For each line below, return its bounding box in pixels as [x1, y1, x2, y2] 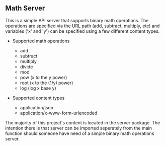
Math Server [5, 4, 45, 13]
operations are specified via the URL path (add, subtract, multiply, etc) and [5, 23, 160, 29]
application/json [20, 104, 54, 110]
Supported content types [12, 95, 65, 101]
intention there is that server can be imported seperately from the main [5, 125, 152, 131]
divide [20, 63, 33, 69]
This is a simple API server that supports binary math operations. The [5, 17, 149, 23]
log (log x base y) [20, 85, 56, 91]
